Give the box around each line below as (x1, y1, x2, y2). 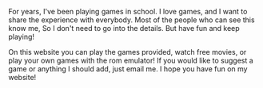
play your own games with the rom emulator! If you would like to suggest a (8, 55, 253, 65)
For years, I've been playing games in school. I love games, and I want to (8, 7, 248, 16)
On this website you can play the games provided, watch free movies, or (8, 48, 247, 56)
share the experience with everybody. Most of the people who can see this (8, 15, 255, 25)
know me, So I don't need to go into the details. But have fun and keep (8, 24, 240, 33)
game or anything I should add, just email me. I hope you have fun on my (8, 64, 248, 74)
